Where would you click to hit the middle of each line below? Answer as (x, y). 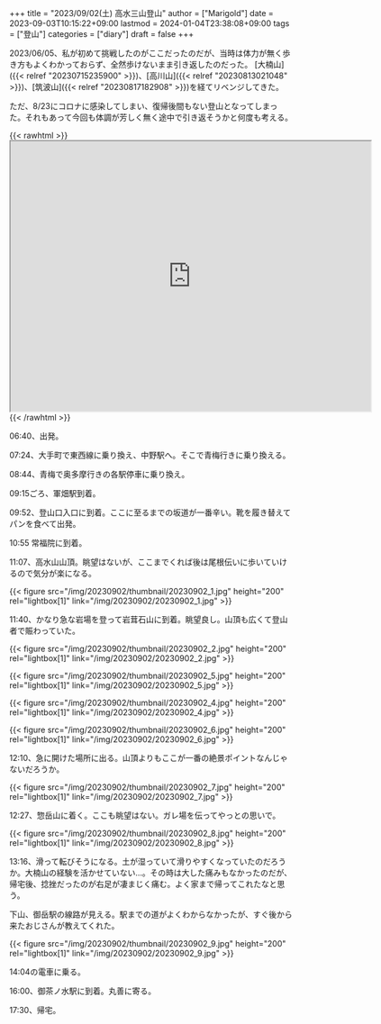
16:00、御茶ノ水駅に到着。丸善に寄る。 (83, 991)
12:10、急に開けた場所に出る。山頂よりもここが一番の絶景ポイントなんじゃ (149, 758)
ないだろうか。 (37, 769)
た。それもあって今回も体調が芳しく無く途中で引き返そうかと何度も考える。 (151, 117)
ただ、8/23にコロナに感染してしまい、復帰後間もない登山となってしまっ (144, 106)
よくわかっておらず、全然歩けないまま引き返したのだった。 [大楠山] (159, 64)
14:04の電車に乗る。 (47, 972)
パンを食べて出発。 (45, 524)
